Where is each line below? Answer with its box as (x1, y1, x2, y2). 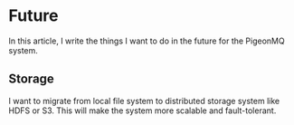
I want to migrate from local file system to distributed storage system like (8, 95, 280, 106)
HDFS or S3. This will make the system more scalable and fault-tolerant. (8, 105, 277, 116)
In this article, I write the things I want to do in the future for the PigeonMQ (8, 35, 286, 46)
